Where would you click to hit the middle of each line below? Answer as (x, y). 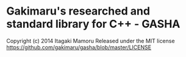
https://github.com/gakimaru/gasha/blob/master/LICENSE (79, 47)
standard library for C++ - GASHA (93, 24)
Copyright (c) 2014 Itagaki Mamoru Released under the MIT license (91, 41)
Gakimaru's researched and (78, 11)
